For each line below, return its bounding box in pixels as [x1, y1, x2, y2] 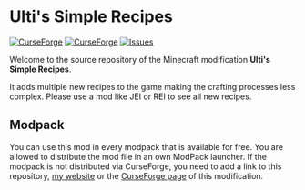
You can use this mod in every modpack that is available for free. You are [9, 141, 284, 152]
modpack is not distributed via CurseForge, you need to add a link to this [9, 161, 282, 172]
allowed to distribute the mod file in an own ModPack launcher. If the [9, 151, 267, 162]
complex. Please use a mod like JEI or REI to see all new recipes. [9, 91, 252, 102]
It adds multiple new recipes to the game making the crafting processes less [9, 81, 296, 92]
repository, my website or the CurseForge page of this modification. [9, 170, 264, 181]
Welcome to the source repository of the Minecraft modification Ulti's [9, 54, 271, 65]
